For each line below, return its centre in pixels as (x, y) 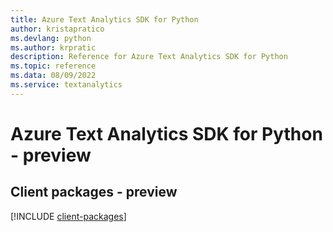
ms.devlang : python (51, 38)
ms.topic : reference (53, 66)
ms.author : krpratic (53, 47)
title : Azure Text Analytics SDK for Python (104, 19)
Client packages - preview (94, 192)
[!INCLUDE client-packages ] (68, 216)
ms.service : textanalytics (66, 85)
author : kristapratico (57, 29)
